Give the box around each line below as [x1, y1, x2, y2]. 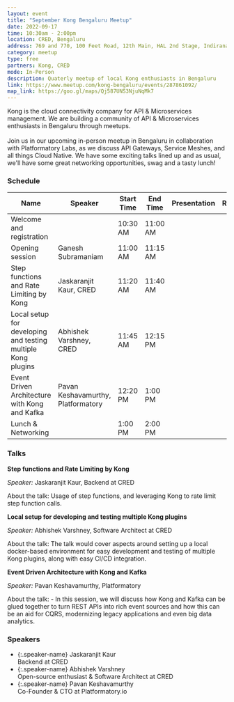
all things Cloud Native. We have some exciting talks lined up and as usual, [7, 151, 221, 160]
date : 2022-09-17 [7, 23, 58, 30]
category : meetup [7, 49, 58, 56]
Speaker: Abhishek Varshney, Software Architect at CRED [7, 526, 173, 534]
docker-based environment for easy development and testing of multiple [7, 547, 216, 555]
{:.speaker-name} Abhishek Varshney [17, 665, 125, 673]
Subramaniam [58, 252, 104, 262]
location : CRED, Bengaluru [7, 36, 86, 43]
